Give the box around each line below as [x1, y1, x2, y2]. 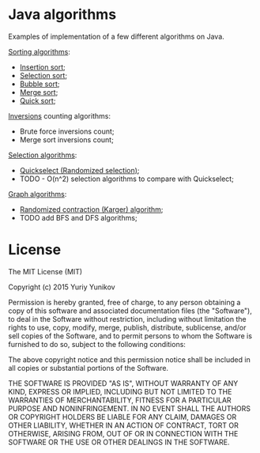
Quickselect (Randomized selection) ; [19, 165, 140, 175]
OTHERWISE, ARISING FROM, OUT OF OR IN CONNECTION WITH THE [8, 428, 239, 438]
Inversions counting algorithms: [8, 111, 111, 120]
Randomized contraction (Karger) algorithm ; [19, 204, 164, 214]
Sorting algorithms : [8, 47, 71, 56]
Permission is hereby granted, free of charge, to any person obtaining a [8, 297, 241, 307]
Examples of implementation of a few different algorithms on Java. [8, 32, 225, 41]
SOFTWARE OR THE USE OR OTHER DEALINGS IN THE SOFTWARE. [8, 437, 230, 447]
